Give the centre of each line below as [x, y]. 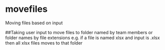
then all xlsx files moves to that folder [44, 43]
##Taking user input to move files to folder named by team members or [79, 32]
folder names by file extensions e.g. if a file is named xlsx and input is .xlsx [82, 38]
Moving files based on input [34, 23]
